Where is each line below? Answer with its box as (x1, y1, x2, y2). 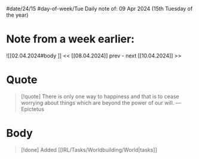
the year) (6, 11, 29, 19)
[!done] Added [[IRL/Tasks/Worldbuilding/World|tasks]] (20, 146, 157, 153)
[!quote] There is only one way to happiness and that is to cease (20, 93, 179, 100)
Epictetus (20, 105, 45, 112)
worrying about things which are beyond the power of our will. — (20, 99, 181, 106)
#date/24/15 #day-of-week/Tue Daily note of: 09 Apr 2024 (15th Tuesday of (6, 5, 193, 12)
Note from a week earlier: (6, 32, 135, 46)
